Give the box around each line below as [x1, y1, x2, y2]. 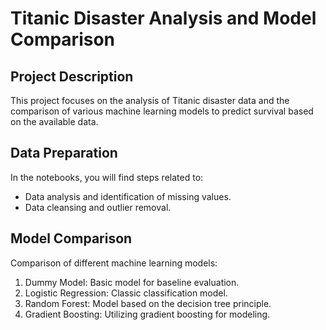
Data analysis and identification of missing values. [24, 190, 232, 202]
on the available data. [10, 116, 99, 127]
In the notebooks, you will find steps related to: [10, 171, 204, 183]
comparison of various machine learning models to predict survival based [10, 105, 314, 117]
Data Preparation [10, 145, 118, 162]
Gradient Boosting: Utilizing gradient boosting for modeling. [24, 308, 271, 320]
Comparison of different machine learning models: [10, 257, 218, 269]
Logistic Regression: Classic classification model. [24, 287, 228, 299]
